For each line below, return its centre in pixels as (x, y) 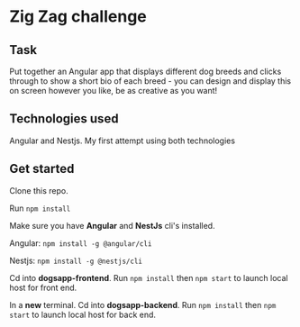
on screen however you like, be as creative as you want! (114, 91)
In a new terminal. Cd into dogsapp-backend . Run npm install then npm (143, 304)
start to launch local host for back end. (82, 314)
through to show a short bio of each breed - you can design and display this (150, 81)
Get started (42, 169)
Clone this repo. (39, 190)
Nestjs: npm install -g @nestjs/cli (76, 260)
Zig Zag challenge (78, 17)
